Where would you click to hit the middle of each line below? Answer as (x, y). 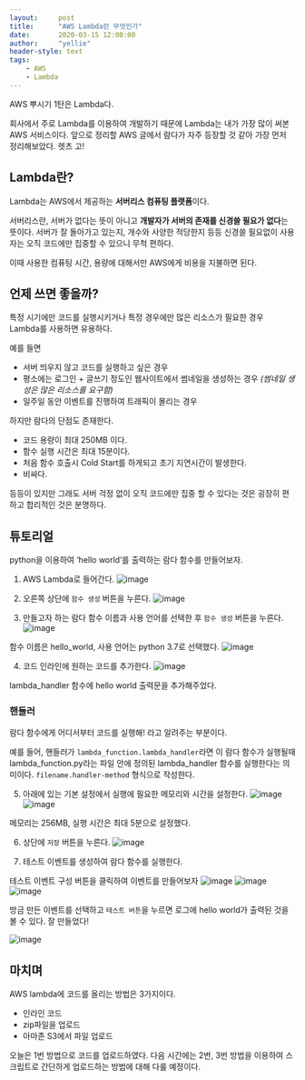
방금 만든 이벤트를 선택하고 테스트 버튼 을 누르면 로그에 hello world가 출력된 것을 (149, 910)
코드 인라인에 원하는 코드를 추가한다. (87, 666)
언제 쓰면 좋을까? (54, 293)
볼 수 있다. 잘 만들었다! (49, 921)
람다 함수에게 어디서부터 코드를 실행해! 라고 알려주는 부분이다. (118, 733)
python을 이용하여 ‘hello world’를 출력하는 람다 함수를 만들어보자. (126, 560)
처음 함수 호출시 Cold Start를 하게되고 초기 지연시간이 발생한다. (134, 463)
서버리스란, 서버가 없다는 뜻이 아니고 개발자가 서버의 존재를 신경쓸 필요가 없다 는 (149, 220)
